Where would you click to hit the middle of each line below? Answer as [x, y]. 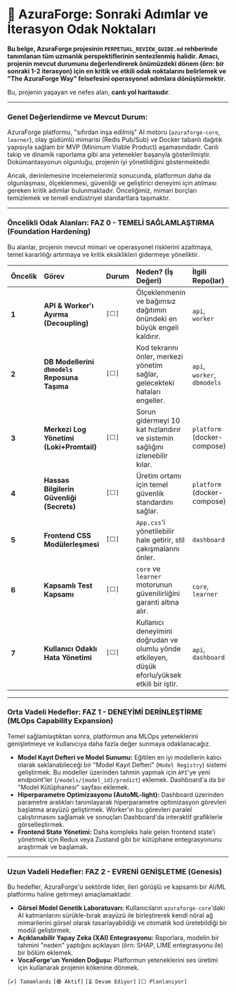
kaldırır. [149, 336]
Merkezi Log [65, 429]
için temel [152, 484]
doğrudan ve [157, 640]
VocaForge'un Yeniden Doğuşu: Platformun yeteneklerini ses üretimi [118, 960]
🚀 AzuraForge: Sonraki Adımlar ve [108, 14]
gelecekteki [155, 383]
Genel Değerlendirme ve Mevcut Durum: [78, 117]
